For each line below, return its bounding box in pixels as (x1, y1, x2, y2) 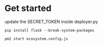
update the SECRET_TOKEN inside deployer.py (4, 19, 98, 24)
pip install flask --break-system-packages (4, 28, 95, 33)
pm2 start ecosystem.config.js (4, 36, 68, 41)
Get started (4, 3, 52, 14)
